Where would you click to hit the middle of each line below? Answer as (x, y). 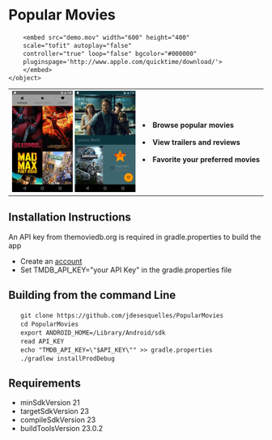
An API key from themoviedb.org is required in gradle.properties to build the (135, 237)
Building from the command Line (92, 295)
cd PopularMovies (49, 324)
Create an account (51, 261)
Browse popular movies (193, 125)
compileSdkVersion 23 (58, 420)
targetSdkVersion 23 (54, 412)
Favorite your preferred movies (206, 160)
